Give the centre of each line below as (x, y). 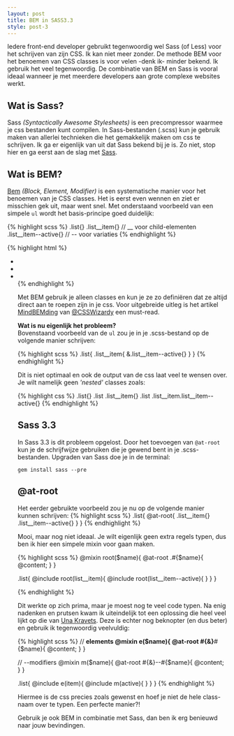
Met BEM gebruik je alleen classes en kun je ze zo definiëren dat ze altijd (122, 297)
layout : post (26, 14)
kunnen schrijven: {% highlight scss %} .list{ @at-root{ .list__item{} (114, 515)
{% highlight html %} (37, 248)
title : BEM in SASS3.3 (40, 20)
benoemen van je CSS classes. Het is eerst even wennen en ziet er (104, 199)
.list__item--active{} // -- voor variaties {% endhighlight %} (92, 234)
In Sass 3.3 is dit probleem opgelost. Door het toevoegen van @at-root (119, 442)
